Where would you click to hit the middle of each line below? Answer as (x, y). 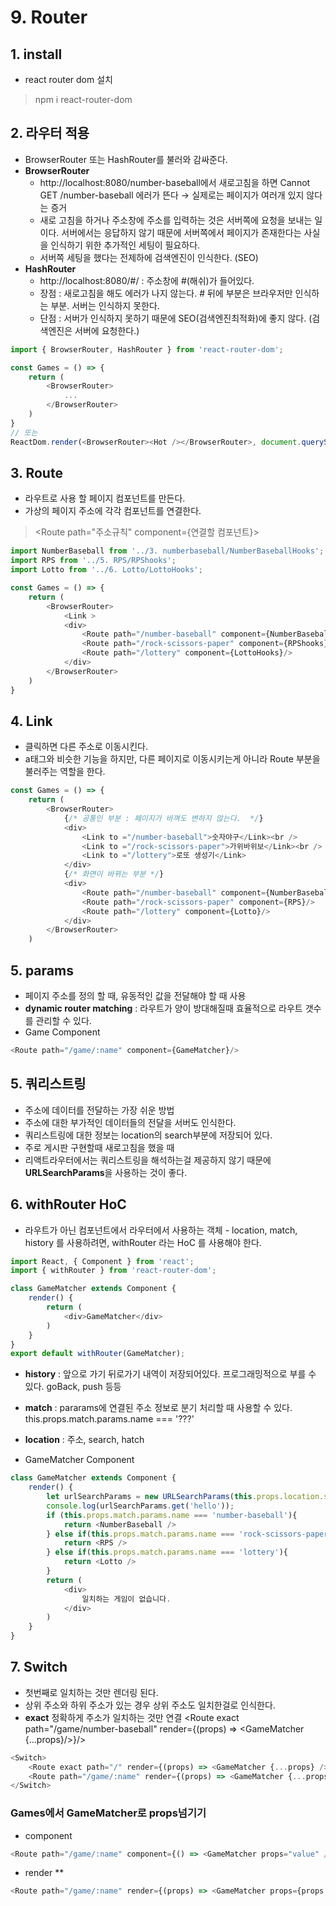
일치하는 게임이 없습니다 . (126, 1599)
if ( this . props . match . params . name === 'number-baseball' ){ (172, 1515)
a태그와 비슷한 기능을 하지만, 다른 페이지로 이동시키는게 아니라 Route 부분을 (172, 759)
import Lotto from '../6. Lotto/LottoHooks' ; (106, 570)
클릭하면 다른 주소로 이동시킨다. (86, 747)
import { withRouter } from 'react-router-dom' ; (113, 1271)
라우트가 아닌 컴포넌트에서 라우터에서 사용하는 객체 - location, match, (161, 1230)
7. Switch (39, 1667)
